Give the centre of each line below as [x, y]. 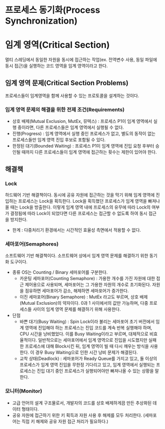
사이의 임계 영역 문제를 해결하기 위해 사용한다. [77, 309]
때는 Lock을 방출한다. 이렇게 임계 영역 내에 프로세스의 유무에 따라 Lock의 [80, 207]
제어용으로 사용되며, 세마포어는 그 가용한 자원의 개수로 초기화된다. [88, 285]
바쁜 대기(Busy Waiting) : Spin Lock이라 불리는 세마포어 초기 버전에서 [87, 322]
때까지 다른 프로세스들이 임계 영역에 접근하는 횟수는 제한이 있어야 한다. [89, 152]
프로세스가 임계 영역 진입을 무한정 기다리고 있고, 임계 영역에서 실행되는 [87, 365]
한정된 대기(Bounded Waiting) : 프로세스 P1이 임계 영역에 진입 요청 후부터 [83, 146]
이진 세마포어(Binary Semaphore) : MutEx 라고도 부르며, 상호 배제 [83, 297]
